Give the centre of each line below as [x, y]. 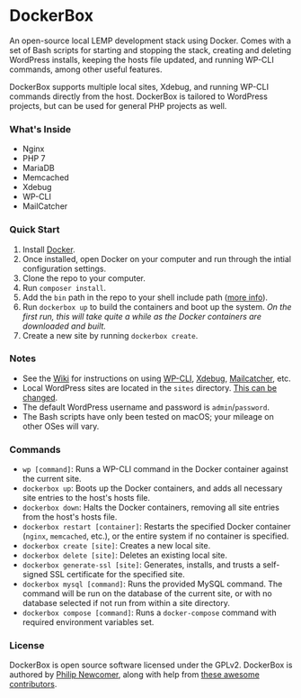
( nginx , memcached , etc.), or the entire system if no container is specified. [155, 536]
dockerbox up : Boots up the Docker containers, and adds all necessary [152, 488]
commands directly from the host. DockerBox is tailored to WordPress [138, 96]
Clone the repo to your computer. [84, 278]
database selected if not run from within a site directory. [126, 603]
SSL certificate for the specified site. [118, 575]
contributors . [33, 684]
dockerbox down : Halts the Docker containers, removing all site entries [151, 508]
